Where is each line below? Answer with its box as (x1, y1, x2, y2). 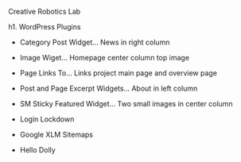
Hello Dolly (19, 145, 56, 154)
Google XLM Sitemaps (19, 130, 94, 139)
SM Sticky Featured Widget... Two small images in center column (19, 99, 233, 108)
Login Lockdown (19, 114, 75, 124)
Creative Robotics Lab (8, 7, 81, 16)
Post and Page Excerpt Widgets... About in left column (19, 83, 198, 93)
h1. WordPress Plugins (8, 22, 81, 31)
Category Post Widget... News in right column (19, 37, 170, 47)
